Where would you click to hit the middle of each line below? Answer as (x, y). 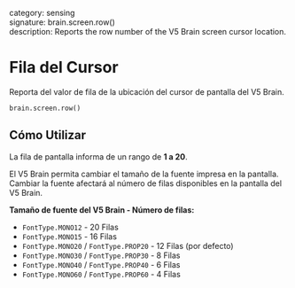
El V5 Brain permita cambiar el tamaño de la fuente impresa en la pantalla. (144, 174)
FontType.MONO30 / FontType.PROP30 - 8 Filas (101, 255)
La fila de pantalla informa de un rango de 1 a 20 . (98, 156)
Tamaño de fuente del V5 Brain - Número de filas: (102, 210)
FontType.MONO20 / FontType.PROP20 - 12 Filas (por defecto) (128, 245)
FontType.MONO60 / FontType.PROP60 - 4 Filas (101, 274)
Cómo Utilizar (48, 135)
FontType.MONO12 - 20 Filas (70, 227)
